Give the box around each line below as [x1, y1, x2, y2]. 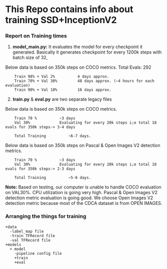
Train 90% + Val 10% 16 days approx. [14, 87, 112, 93]
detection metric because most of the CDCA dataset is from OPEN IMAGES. [5, 200, 162, 206]
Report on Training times [5, 32, 67, 39]
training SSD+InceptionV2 [5, 14, 117, 26]
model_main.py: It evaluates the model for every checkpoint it [12, 44, 143, 50]
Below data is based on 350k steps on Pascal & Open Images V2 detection [5, 143, 160, 149]
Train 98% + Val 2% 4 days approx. [14, 74, 109, 79]
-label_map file [10, 229, 44, 234]
